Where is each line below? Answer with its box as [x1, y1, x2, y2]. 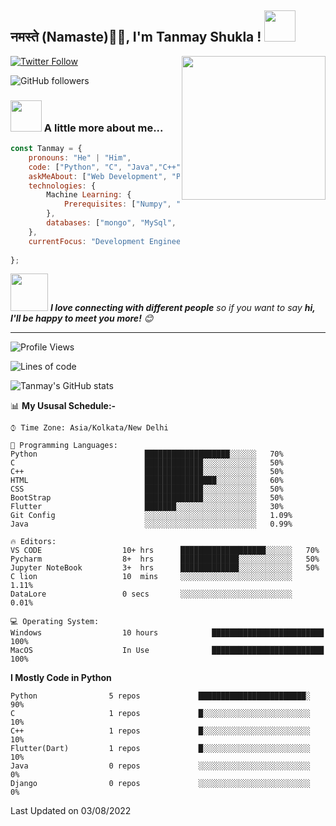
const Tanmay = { [10, 144, 83, 154]
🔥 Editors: [10, 537, 57, 547]
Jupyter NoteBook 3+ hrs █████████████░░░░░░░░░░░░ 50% [10, 563, 320, 573]
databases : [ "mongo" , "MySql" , [46, 218, 177, 228]
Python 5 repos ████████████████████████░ [10, 691, 311, 701]
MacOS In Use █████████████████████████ [10, 646, 325, 656]
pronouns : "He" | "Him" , [28, 152, 132, 163]
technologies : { [28, 181, 97, 191]
